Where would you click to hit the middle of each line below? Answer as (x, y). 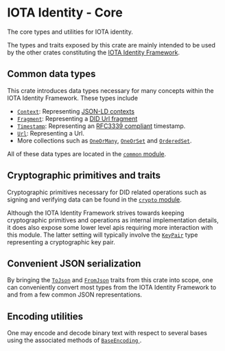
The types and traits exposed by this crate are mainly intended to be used (111, 45)
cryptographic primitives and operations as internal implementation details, (113, 220)
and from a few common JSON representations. (75, 295)
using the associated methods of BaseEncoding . (74, 340)
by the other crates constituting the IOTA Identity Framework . (94, 52)
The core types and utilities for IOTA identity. (70, 32)
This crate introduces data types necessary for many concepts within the (110, 90)
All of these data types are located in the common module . (87, 153)
